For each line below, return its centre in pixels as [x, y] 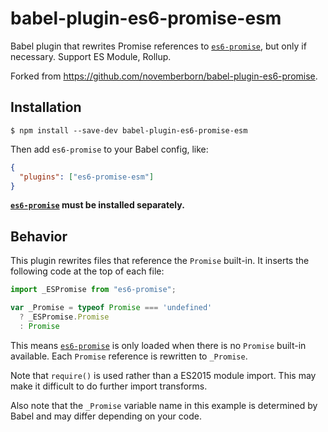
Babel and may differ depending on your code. [106, 416]
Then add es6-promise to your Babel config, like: [109, 149]
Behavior [39, 236]
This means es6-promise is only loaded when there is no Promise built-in [158, 345]
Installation [46, 107]
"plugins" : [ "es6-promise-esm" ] [87, 177]
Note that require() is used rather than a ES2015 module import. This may [163, 375]
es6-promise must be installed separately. [97, 205]
